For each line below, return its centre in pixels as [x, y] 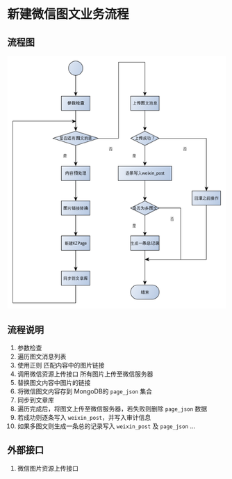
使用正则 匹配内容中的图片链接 [61, 366]
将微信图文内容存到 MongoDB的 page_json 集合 [85, 391]
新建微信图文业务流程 [68, 14]
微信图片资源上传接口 [48, 468]
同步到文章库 [35, 400]
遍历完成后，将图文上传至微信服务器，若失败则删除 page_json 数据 [112, 409]
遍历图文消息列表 [42, 356]
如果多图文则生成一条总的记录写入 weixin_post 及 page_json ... [106, 426]
